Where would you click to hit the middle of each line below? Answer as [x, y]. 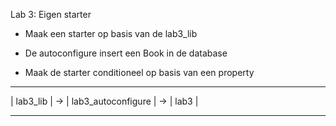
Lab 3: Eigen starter [51, 14]
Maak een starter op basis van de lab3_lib [111, 33]
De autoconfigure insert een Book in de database [126, 53]
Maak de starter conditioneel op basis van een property [139, 72]
